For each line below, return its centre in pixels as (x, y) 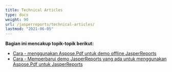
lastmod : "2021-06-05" (29, 29)
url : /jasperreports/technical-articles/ (50, 24)
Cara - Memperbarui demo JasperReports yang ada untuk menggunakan (90, 59)
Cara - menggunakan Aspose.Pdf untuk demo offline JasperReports (84, 54)
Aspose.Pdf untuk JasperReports (48, 64)
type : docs (17, 15)
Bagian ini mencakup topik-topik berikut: (50, 43)
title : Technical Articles (34, 10)
